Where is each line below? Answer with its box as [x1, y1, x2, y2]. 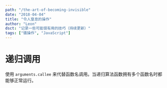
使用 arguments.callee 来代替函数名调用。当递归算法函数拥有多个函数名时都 [5, 71, 162, 77]
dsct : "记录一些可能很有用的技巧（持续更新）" [5, 26, 91, 31]
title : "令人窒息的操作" [5, 16, 52, 21]
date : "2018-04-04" [5, 12, 46, 17]
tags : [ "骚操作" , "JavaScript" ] [5, 30, 71, 35]
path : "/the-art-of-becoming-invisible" [5, 7, 91, 12]
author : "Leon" [5, 21, 37, 26]
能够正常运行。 [5, 77, 36, 83]
